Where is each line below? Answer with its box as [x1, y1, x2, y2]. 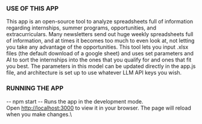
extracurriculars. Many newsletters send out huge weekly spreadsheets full [6, 31, 194, 38]
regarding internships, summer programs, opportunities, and [6, 24, 157, 31]
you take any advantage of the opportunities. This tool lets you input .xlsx [6, 43, 189, 51]
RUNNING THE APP [6, 84, 64, 93]
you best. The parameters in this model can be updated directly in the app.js [6, 63, 196, 70]
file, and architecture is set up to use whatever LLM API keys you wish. [6, 69, 182, 76]
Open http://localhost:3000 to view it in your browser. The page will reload [6, 104, 191, 111]
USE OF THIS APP [6, 4, 59, 13]
